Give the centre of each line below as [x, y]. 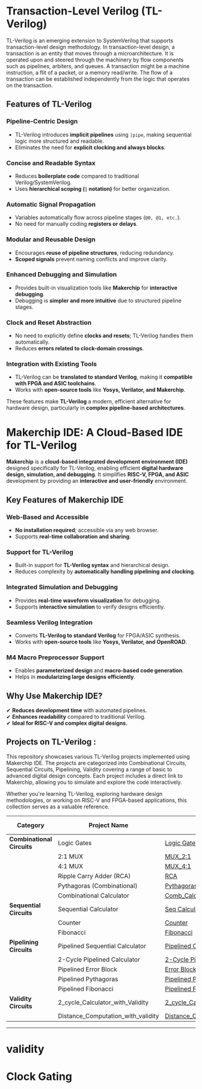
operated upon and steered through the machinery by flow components [95, 60]
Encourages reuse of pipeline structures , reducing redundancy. [94, 253]
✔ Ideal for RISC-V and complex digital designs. [67, 723]
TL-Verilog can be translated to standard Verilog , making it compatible [104, 377]
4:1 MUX [71, 866]
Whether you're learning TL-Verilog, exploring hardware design [84, 793]
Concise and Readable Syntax [51, 163]
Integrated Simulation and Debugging [62, 587]
